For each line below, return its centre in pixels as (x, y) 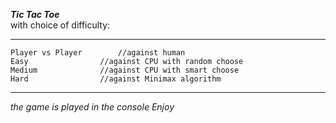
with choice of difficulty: (60, 25)
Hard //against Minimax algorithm (116, 79)
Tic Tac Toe (35, 14)
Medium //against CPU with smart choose (125, 70)
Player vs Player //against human (98, 53)
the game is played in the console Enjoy (92, 107)
